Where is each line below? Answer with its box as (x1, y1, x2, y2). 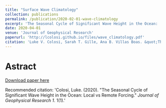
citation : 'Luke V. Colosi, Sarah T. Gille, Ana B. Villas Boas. (5, 40, 142, 45)
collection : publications (5, 12, 58, 17)
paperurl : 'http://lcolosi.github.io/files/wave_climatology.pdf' (5, 35, 145, 40)
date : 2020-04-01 (5, 26, 41, 31)
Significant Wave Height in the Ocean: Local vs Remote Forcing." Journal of (5, 92, 159, 98)
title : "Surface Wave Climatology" (5, 7, 79, 12)
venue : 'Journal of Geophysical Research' (5, 30, 94, 35)
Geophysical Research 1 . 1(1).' (5, 97, 66, 103)
